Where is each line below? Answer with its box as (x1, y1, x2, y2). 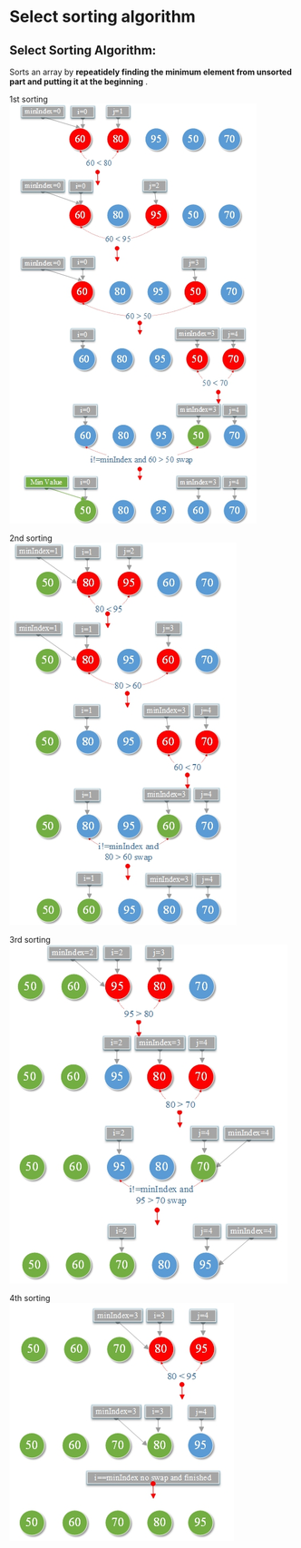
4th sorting (9, 1293, 51, 1303)
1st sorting (9, 93, 48, 104)
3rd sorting (9, 935, 52, 945)
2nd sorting (9, 533, 53, 544)
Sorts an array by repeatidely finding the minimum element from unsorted (9, 66, 293, 77)
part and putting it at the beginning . (9, 76, 148, 87)
